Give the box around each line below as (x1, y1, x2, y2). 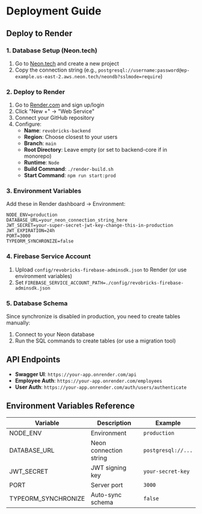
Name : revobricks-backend (23, 127, 91, 134)
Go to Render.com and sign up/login (14, 101, 105, 109)
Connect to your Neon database (14, 331, 95, 338)
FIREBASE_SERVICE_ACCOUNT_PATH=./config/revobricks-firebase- (25, 280, 184, 286)
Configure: (14, 120, 42, 128)
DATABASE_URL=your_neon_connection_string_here (6, 217, 128, 223)
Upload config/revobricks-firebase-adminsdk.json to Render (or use (14, 266, 187, 273)
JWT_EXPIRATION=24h (6, 228, 55, 234)
